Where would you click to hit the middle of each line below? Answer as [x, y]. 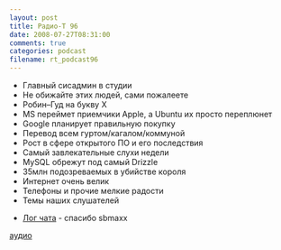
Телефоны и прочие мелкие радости [93, 191]
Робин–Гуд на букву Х [64, 104]
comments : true [38, 43]
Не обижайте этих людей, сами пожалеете [105, 95]
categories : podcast [48, 51]
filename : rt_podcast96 [54, 60]
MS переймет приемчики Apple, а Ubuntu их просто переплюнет [147, 114]
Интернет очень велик [66, 181]
